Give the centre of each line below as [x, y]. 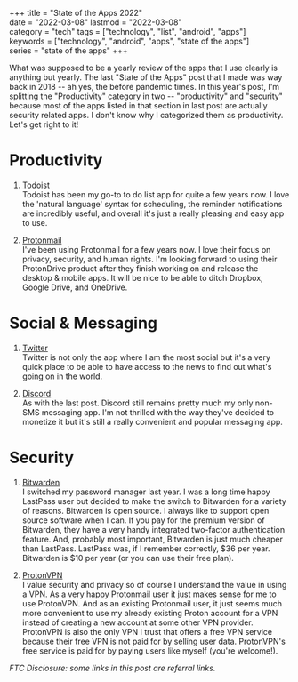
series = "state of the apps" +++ [69, 51]
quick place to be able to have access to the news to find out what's [147, 366]
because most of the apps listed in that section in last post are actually [139, 105]
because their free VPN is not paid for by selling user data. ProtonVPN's [154, 641]
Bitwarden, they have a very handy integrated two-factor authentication [153, 529]
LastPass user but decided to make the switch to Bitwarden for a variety [154, 501]
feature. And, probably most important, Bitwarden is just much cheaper [152, 539]
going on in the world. [62, 376]
